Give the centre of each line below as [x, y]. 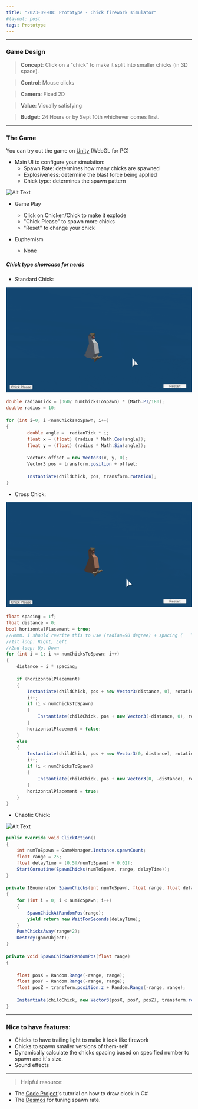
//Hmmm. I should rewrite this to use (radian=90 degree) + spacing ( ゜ [100, 635]
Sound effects [32, 1065]
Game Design [26, 52]
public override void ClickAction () [51, 838]
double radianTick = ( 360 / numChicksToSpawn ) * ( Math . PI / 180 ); [85, 402]
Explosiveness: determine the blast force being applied [90, 174]
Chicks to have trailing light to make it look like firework [82, 1040]
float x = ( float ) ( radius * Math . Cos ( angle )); [87, 439]
